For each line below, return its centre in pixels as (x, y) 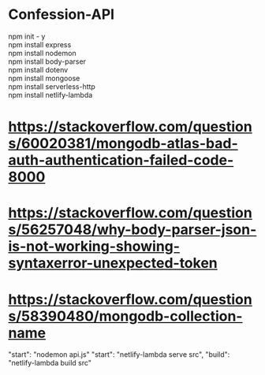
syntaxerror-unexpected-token (113, 264)
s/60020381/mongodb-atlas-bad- (123, 144)
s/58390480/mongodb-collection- (125, 316)
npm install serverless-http (52, 86)
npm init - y (27, 36)
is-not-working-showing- (94, 247)
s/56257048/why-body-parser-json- (132, 230)
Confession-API (62, 15)
